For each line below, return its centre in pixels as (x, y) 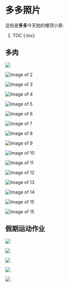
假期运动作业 (25, 229)
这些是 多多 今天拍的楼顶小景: (35, 25)
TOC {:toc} (24, 35)
